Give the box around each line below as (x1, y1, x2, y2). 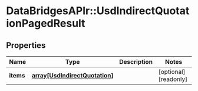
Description (118, 58, 153, 66)
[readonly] (158, 75, 187, 83)
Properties (6, 40, 46, 50)
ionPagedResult (6, 17, 85, 30)
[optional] (158, 68, 186, 76)
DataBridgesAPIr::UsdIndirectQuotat (6, 4, 190, 18)
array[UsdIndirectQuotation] (31, 71, 114, 79)
